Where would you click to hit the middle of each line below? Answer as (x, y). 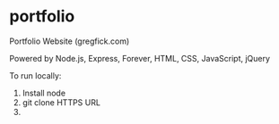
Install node (44, 93)
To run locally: (35, 75)
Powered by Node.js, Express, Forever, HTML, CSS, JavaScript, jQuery (140, 58)
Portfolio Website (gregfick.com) (70, 41)
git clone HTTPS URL (61, 102)
